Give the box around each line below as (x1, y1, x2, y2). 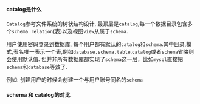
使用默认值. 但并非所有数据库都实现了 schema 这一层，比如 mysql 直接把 (11, 56, 184, 63)
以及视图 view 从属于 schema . (61, 28, 129, 35)
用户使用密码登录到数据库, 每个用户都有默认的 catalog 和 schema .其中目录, (6, 41, 187, 48)
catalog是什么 (6, 5, 43, 13)
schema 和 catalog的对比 (6, 91, 71, 98)
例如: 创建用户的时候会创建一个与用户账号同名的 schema (6, 76, 143, 83)
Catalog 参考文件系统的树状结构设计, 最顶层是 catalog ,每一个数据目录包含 (6, 20, 188, 27)
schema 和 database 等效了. (6, 63, 68, 71)
